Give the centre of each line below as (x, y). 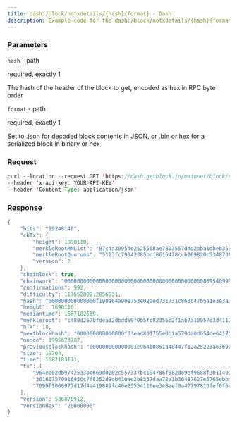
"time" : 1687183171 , (50, 360)
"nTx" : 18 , (36, 327)
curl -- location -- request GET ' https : (66, 177)
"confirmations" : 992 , (53, 287)
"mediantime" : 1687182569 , (60, 314)
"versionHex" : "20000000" (58, 406)
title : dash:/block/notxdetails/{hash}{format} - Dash (90, 14)
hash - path (24, 60)
